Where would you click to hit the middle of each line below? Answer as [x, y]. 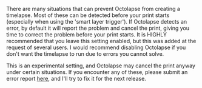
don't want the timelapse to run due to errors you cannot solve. [85, 54]
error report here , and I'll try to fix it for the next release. [76, 79]
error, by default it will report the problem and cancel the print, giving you [98, 28]
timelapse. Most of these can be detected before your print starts [88, 15]
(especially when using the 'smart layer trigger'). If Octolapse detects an [97, 22]
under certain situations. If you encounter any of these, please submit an [97, 72]
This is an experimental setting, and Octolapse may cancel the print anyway [101, 66]
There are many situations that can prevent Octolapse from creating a [93, 9]
